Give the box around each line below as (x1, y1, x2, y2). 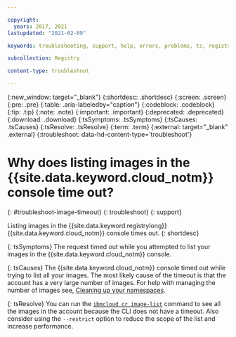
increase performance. (7, 322, 74, 330)
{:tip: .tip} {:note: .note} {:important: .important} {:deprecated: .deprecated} (7, 108, 225, 116)
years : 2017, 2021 (13, 22, 68, 30)
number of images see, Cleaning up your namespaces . (7, 286, 166, 294)
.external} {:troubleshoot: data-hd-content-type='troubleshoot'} (7, 131, 192, 138)
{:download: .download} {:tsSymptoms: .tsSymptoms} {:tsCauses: (7, 115, 198, 124)
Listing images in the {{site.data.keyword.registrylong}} (7, 221, 167, 230)
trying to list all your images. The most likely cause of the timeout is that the (7, 271, 226, 279)
